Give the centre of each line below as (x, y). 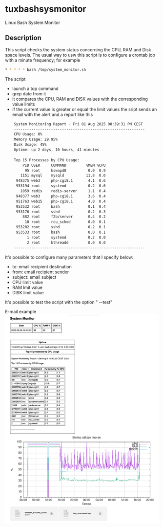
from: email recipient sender (41, 272)
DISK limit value (28, 292)
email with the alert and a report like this (52, 114)
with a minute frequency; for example (43, 60)
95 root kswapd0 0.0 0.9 (65, 170)
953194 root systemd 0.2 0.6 (61, 186)
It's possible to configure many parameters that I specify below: (69, 257)
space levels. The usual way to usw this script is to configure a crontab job (80, 55)
